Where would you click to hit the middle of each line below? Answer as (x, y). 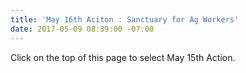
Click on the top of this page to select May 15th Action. (123, 57)
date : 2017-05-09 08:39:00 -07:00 (82, 29)
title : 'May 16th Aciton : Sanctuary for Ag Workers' (125, 19)
